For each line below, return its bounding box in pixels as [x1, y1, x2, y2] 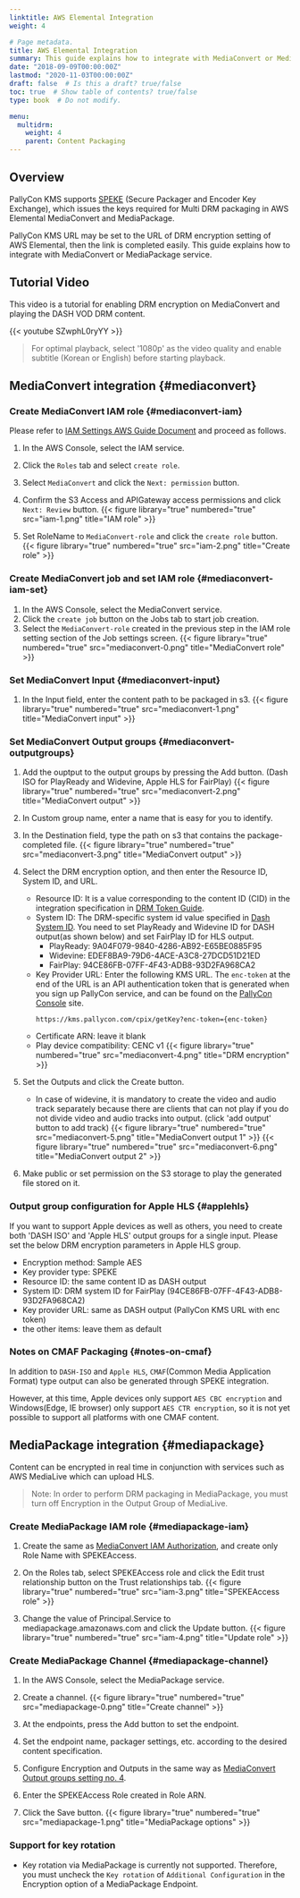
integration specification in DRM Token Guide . [35, 902, 205, 913]
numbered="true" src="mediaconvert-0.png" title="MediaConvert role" [21, 641, 286, 653]
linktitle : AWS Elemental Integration [9, 13, 154, 22]
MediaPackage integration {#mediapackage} [9, 1437, 265, 1453]
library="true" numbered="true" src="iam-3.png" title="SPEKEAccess [21, 1586, 279, 1597]
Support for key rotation [9, 1839, 116, 1851]
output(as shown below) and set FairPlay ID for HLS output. [35, 931, 254, 942]
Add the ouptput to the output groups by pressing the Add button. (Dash [21, 767, 288, 778]
